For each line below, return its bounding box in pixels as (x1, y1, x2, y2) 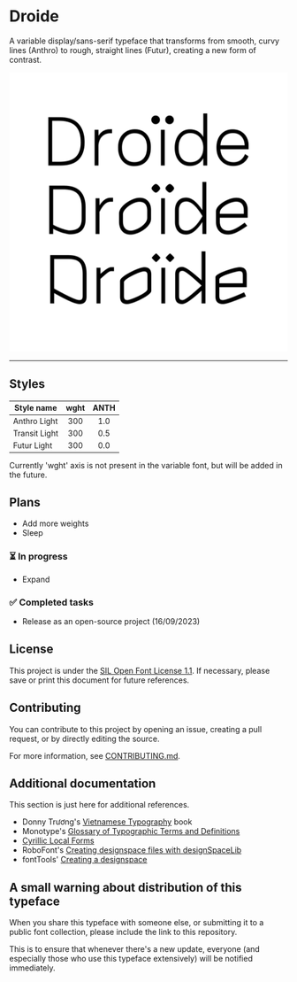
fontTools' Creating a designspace (21, 854, 148, 865)
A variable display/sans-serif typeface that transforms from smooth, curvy (9, 35, 280, 46)
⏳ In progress (9, 551, 68, 563)
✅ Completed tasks (9, 596, 95, 608)
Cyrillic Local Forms (21, 835, 95, 847)
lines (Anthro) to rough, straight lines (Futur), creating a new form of (9, 44, 256, 55)
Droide (9, 6, 60, 27)
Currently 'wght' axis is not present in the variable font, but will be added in (9, 460, 283, 470)
